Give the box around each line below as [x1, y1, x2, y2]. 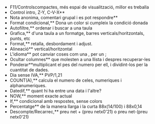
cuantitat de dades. [9, 67, 49, 73]
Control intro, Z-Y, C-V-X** [9, 9, 65, 15]
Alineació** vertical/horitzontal [9, 46, 73, 52]
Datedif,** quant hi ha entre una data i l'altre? [9, 88, 102, 93]
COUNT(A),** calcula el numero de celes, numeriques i [9, 77, 122, 83]
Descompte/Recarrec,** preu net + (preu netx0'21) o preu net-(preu [9, 109, 148, 115]
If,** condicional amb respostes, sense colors [9, 98, 102, 104]
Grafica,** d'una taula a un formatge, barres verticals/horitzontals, [9, 31, 145, 36]
